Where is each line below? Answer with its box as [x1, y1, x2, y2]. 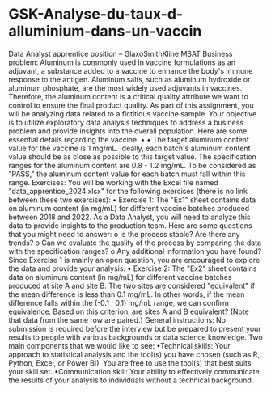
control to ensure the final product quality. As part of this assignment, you [8, 100, 255, 110]
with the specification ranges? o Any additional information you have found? [8, 246, 262, 256]
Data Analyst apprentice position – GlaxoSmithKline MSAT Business [8, 49, 233, 58]
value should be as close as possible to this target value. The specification [8, 151, 256, 162]
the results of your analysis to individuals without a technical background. [8, 375, 254, 385]
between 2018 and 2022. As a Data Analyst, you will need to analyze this [8, 212, 251, 222]
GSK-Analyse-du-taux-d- [8, 5, 184, 23]
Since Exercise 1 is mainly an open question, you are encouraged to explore [8, 255, 260, 264]
